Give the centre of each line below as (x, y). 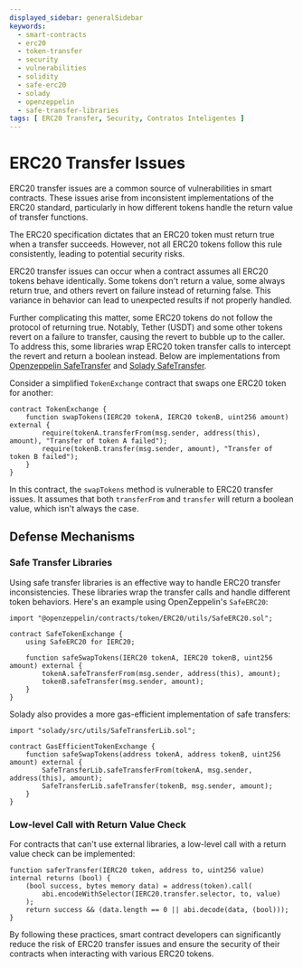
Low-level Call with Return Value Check (98, 824)
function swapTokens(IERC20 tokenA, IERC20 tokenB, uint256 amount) (157, 418)
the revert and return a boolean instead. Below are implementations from (145, 356)
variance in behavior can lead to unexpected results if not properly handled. (151, 300)
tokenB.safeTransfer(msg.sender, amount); (123, 681)
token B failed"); (44, 457)
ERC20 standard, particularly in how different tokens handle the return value (151, 208)
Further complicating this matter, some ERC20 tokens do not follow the (141, 318)
